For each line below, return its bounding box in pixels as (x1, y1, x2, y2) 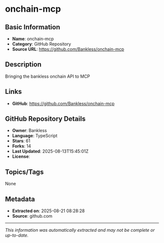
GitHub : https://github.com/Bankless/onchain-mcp (12, 100, 115, 106)
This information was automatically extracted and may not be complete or (5, 227, 155, 233)
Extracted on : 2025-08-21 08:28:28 (12, 208, 85, 214)
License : (12, 154, 30, 159)
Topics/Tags (5, 168, 44, 176)
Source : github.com (12, 213, 53, 219)
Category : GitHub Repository (12, 41, 71, 47)
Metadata (5, 195, 35, 203)
